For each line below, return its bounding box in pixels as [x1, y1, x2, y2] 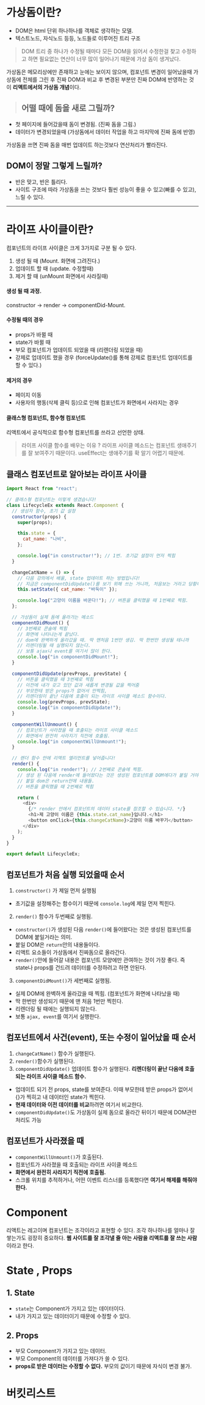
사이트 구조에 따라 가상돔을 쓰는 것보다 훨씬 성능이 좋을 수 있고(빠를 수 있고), [15, 186, 196, 193]
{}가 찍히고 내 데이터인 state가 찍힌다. [15, 1093, 106, 1100]
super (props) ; [17, 519, 53, 525]
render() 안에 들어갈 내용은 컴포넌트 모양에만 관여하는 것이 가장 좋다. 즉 [15, 957, 185, 964]
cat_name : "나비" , [22, 536, 67, 542]
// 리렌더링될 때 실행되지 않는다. [17, 643, 91, 649]
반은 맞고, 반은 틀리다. [15, 178, 68, 185]
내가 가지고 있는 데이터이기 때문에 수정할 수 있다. [15, 1312, 131, 1319]
